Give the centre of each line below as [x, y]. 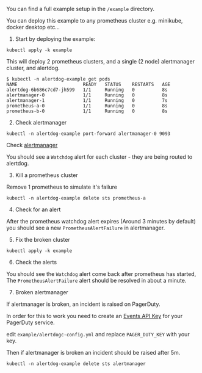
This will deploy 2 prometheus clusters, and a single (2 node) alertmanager [101, 61]
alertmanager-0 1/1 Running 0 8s [87, 95]
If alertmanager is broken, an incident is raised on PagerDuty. [83, 304]
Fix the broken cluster [42, 240]
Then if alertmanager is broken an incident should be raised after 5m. [93, 353]
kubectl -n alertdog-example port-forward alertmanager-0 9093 [88, 134]
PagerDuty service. [31, 322]
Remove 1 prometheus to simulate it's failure [62, 187]
